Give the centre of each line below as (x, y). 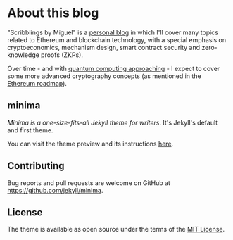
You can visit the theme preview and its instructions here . (90, 144)
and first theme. (30, 130)
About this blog (53, 13)
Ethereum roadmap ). (37, 83)
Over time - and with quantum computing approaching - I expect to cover (114, 68)
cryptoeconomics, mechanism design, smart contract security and (104, 47)
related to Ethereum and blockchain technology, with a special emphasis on (117, 39)
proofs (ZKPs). (62, 55)
